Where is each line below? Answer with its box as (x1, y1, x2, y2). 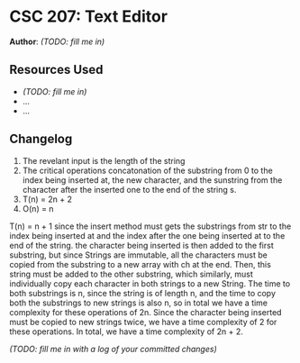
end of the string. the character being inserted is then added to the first (9, 240, 274, 250)
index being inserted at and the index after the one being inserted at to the (9, 230, 286, 240)
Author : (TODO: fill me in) (9, 36, 105, 47)
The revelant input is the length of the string (22, 155, 186, 166)
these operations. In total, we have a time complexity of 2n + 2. (9, 326, 243, 337)
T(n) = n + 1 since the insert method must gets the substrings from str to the (9, 221, 292, 231)
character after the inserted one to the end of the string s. (22, 184, 237, 195)
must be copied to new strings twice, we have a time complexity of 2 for (9, 316, 277, 327)
